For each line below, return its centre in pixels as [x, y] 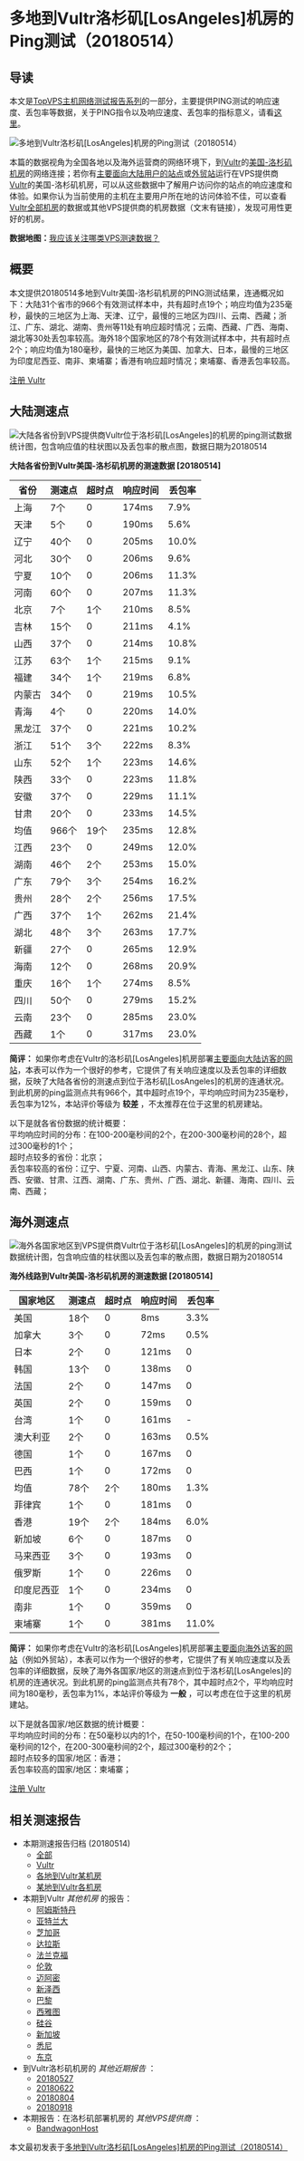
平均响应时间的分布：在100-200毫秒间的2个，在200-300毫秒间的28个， [144, 1134]
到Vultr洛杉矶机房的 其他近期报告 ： [89, 2069]
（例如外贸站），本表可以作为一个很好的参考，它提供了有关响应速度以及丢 [154, 1660]
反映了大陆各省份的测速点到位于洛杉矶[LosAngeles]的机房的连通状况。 [157, 1081]
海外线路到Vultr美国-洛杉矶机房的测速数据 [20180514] [111, 1276]
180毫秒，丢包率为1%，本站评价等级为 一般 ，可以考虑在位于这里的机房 [158, 1693]
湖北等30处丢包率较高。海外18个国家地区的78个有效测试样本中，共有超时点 [150, 338]
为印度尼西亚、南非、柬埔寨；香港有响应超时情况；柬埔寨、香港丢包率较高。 [152, 361]
